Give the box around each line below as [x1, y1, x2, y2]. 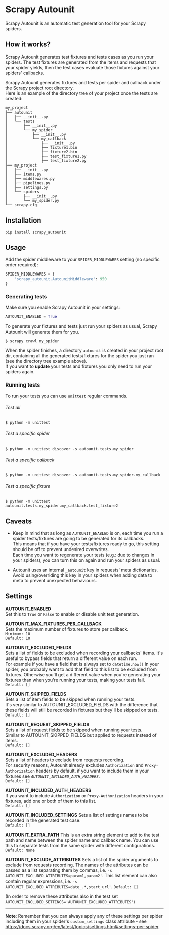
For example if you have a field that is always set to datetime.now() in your [5, 661, 159, 667]
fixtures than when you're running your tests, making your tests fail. [5, 677, 145, 683]
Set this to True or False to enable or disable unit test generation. [5, 611, 139, 617]
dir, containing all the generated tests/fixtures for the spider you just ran [5, 353, 154, 359]
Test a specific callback [5, 457, 55, 463]
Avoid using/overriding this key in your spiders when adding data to [12, 572, 152, 578]
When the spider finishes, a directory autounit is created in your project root [5, 347, 164, 354]
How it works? [5, 40, 51, 49]
